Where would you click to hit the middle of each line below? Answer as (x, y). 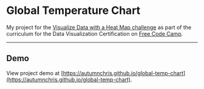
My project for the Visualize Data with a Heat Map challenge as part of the (99, 27)
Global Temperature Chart (73, 11)
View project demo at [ (35, 73)
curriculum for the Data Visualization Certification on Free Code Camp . (95, 33)
